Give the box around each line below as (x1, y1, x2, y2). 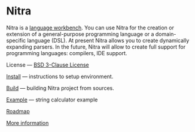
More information (6, 119, 49, 127)
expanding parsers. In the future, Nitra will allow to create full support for (6, 43, 186, 50)
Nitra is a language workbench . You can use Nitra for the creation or (6, 24, 175, 31)
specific (6, 37, 26, 44)
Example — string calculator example (6, 96, 98, 103)
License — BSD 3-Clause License (6, 61, 89, 68)
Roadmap (6, 107, 30, 115)
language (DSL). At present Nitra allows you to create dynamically (27, 37, 190, 44)
